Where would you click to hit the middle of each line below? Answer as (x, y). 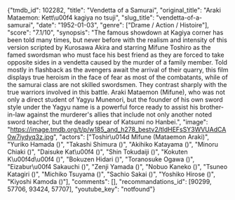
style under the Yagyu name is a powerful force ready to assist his (103, 107)
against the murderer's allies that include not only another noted (120, 114)
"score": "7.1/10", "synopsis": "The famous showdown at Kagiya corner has (115, 32)
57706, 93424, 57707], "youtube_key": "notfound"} (81, 189)
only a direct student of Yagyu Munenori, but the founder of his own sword (115, 100)
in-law (16, 114)
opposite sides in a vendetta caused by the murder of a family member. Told (117, 62)
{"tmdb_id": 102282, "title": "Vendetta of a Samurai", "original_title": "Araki (114, 10)
